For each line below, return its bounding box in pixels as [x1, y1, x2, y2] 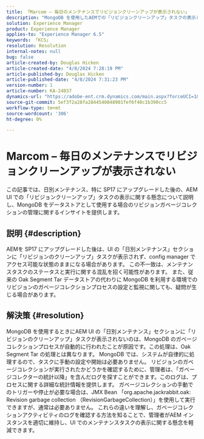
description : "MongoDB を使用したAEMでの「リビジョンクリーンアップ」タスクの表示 [6, 15, 196, 21]
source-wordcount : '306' [6, 111, 69, 117]
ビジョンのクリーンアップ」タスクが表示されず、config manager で [27, 253, 196, 260]
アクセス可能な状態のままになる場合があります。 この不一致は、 [6, 260, 167, 268]
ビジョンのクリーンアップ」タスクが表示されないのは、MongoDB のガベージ [6, 335, 197, 342]
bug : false [6, 54, 34, 60]
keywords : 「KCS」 [6, 37, 51, 43]
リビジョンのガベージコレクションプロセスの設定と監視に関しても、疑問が [6, 284, 192, 290]
